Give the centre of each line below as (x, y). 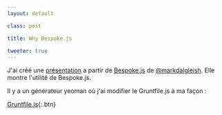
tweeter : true (28, 51)
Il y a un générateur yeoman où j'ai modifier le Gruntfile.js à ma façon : (107, 91)
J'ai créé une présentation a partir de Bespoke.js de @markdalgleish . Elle (111, 70)
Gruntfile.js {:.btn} (32, 105)
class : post (24, 26)
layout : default (30, 13)
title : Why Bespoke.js (40, 39)
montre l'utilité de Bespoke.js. (49, 78)
